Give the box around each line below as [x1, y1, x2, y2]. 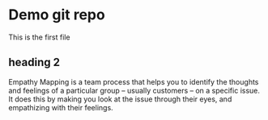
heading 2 [8, 56, 61, 69]
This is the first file [8, 32, 70, 42]
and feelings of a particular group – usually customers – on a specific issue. [8, 85, 261, 95]
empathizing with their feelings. [8, 102, 113, 112]
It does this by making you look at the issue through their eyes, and [8, 94, 232, 104]
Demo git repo [8, 6, 105, 24]
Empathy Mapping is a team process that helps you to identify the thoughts [8, 77, 259, 86]
